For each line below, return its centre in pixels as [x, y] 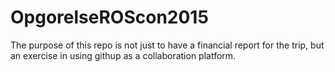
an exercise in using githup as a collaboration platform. [123, 55]
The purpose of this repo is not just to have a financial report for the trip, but [167, 45]
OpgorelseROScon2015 [109, 17]
